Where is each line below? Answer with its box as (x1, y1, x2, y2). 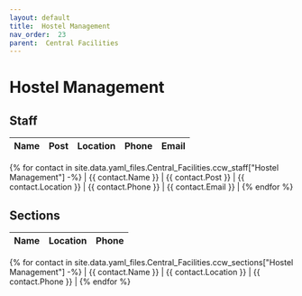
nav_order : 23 (9, 30, 67, 39)
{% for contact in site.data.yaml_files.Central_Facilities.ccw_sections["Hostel (9, 257, 294, 268)
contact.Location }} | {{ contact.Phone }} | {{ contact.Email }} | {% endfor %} (9, 181, 294, 192)
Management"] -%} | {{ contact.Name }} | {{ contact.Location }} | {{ (9, 267, 261, 278)
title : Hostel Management (9, 22, 111, 31)
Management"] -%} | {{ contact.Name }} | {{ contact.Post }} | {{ (9, 172, 245, 183)
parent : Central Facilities (9, 38, 119, 48)
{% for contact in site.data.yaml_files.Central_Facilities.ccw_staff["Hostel (9, 162, 279, 173)
